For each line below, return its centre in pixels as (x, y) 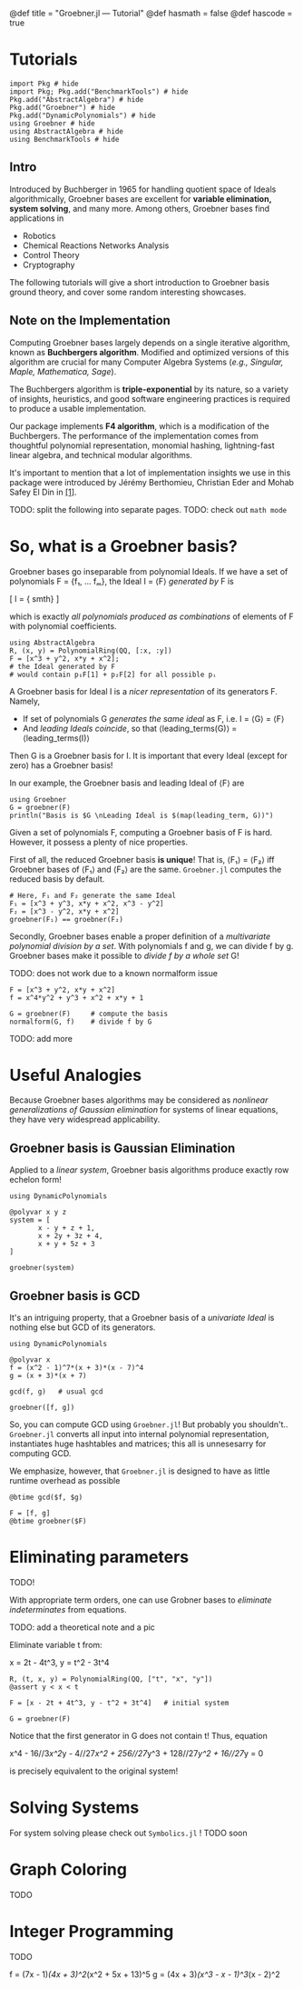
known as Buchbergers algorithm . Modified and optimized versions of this (149, 352)
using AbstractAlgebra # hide (67, 131)
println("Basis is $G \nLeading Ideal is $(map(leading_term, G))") (142, 815)
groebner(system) (42, 1268)
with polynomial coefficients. (63, 625)
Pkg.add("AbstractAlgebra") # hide (77, 99)
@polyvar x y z (38, 1213)
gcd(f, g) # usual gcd (56, 1392)
